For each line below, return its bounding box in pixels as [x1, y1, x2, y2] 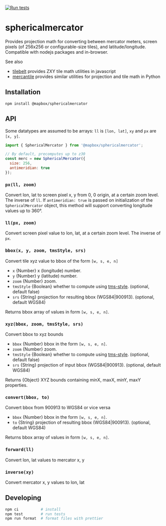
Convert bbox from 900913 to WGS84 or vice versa [5, 405, 111, 411]
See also [5, 59, 23, 65]
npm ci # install [5, 507, 61, 512]
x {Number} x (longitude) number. [12, 267, 82, 273]
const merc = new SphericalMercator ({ [5, 156, 85, 161]
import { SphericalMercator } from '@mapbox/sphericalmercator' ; [5, 143, 143, 148]
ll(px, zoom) [5, 220, 37, 226]
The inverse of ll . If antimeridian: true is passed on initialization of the [5, 197, 153, 203]
